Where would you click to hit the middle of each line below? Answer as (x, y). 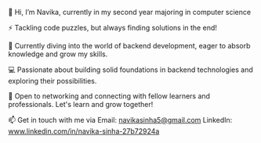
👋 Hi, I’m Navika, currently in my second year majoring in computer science (130, 12)
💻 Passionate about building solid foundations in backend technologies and (130, 70)
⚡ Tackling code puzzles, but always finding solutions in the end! (112, 28)
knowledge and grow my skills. (58, 54)
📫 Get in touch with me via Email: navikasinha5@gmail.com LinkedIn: (120, 120)
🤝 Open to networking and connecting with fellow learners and (109, 96)
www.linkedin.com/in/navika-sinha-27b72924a (84, 131)
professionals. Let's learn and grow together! (81, 104)
